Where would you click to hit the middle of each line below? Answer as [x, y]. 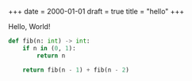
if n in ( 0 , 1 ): [50, 48]
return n [51, 55]
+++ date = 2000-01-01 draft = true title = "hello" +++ [96, 11]
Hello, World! [29, 26]
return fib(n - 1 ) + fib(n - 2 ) [76, 70]
